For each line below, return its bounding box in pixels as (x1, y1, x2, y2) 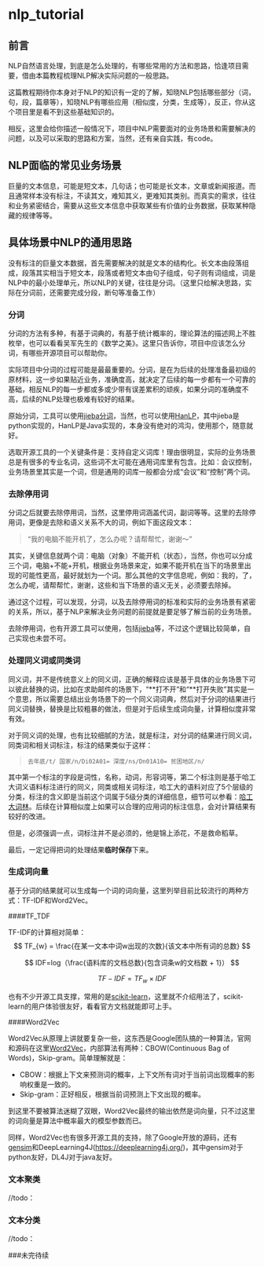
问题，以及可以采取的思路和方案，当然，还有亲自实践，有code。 (8, 134, 218, 143)
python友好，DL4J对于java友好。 (8, 1152, 116, 1162)
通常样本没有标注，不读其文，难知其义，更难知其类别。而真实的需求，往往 (14, 191, 256, 200)
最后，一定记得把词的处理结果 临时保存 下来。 (8, 844, 153, 854)
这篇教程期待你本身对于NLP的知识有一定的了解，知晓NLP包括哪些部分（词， (8, 88, 255, 97)
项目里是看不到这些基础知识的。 (14, 108, 119, 116)
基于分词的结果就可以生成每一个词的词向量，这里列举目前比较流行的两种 (8, 885, 242, 895)
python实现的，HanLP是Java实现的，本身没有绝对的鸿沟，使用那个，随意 (8, 420, 247, 430)
